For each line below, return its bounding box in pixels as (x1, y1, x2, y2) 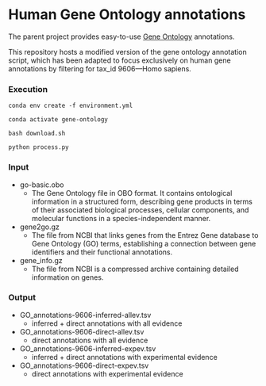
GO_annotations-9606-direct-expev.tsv (19, 361, 149, 370)
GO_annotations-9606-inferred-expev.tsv (19, 343, 156, 354)
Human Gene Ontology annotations (8, 6, 246, 24)
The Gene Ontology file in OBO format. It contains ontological (31, 188, 233, 197)
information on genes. (31, 272, 104, 282)
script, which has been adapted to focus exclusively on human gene (8, 55, 232, 65)
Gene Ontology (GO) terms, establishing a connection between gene (31, 239, 256, 248)
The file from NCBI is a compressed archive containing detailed (31, 264, 239, 273)
